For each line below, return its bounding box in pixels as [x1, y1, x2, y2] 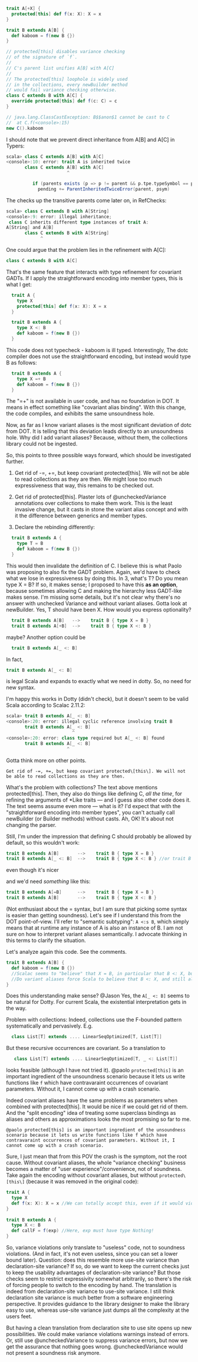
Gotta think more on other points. [6, 757, 87, 764]
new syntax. [6, 684, 36, 691]
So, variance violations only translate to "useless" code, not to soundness [6, 1244, 186, 1251]
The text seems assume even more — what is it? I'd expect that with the [6, 802, 181, 809]
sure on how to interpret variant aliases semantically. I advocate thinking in [6, 931, 187, 937]
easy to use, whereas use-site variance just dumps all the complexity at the [6, 1307, 190, 1314]
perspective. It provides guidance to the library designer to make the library [6, 1301, 190, 1307]
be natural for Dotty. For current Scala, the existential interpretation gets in [6, 999, 187, 1006]
